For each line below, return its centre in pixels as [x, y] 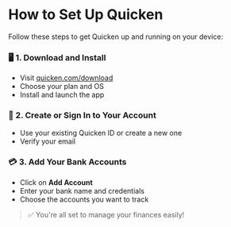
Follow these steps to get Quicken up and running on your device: [116, 37]
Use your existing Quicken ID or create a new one [101, 133]
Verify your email [48, 141]
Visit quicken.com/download [66, 78]
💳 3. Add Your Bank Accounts [67, 162]
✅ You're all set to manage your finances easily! [106, 214]
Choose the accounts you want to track [84, 199]
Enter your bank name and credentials [82, 190]
